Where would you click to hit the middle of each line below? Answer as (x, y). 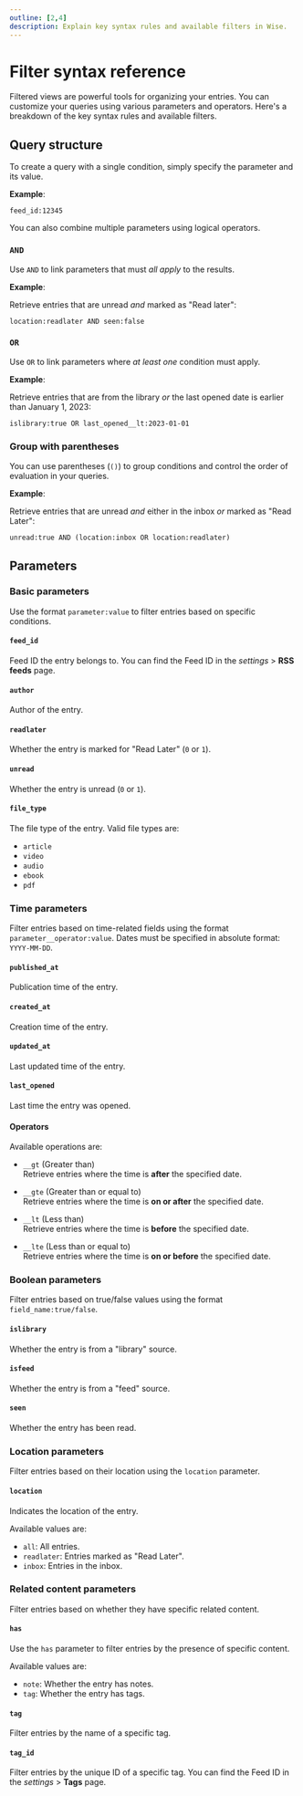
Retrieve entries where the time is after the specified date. (132, 1175)
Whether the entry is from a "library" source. (94, 1349)
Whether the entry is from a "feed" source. (90, 1388)
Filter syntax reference (98, 72)
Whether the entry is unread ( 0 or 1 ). (78, 788)
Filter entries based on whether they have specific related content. (135, 1609)
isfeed (22, 1369)
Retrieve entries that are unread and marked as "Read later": (123, 304)
